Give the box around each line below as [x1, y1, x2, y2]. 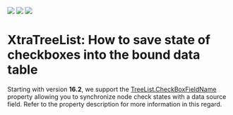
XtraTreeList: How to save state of [7, 32, 210, 48]
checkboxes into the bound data [7, 47, 201, 63]
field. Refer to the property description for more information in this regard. [7, 100, 222, 108]
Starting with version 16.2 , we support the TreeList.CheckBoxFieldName [7, 85, 217, 93]
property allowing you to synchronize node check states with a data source [7, 92, 227, 101]
